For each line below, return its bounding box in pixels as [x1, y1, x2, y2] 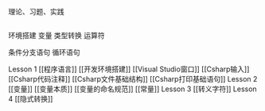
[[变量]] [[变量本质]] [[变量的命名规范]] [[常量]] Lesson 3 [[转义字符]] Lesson [8, 84, 257, 94]
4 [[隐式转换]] [8, 94, 53, 103]
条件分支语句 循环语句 [8, 48, 80, 57]
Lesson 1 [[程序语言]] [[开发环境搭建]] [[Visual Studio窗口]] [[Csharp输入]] [8, 64, 250, 74]
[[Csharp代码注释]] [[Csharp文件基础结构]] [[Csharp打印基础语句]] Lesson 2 [8, 75, 258, 83]
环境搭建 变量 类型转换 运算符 [8, 31, 105, 40]
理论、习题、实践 [8, 7, 64, 16]
